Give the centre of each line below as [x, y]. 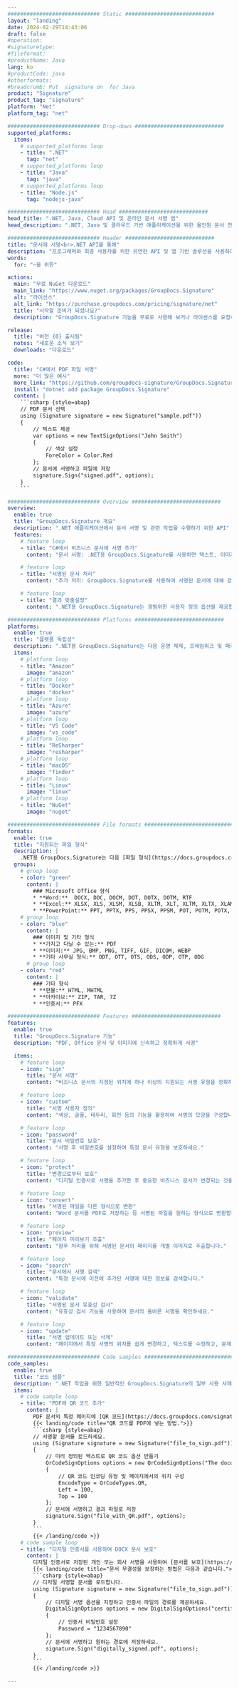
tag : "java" [44, 179]
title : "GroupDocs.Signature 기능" [65, 1036]
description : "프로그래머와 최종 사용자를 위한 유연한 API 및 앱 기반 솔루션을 [110, 251]
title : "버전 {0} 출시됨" [48, 337]
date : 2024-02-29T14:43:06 [47, 27]
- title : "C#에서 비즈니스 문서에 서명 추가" [79, 548]
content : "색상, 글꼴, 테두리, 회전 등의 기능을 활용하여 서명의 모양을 [118, 1115]
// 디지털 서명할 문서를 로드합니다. [78, 1582]
